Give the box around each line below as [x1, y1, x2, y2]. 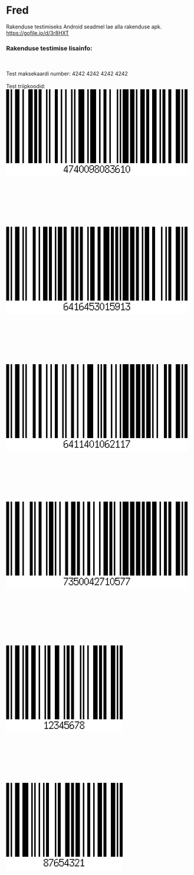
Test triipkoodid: [6, 83, 46, 90]
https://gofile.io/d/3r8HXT [6, 29, 70, 36]
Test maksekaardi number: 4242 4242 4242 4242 [6, 70, 129, 77]
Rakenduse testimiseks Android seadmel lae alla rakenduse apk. [6, 23, 162, 30]
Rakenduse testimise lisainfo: [6, 44, 93, 52]
